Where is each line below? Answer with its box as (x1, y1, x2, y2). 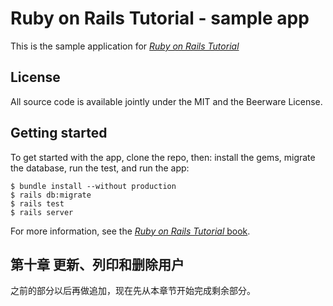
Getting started (10, 125, 108, 142)
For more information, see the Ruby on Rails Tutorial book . (10, 225, 251, 237)
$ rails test (10, 198, 65, 209)
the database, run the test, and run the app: (10, 162, 190, 174)
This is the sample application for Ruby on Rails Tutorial (10, 40, 240, 52)
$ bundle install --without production (10, 181, 177, 191)
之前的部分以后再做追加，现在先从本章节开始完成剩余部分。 (10, 285, 256, 297)
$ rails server (10, 207, 74, 217)
